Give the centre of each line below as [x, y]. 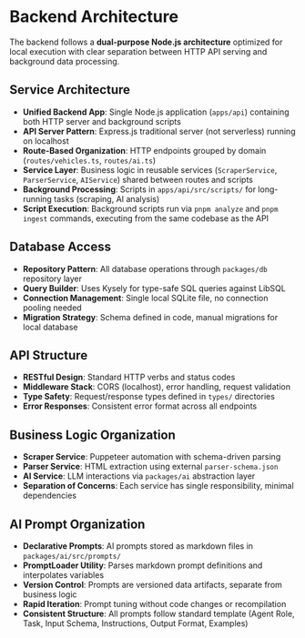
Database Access [61, 247]
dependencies [50, 496]
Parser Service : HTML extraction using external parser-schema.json [150, 467]
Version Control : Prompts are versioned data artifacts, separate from [152, 585]
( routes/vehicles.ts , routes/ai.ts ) [89, 160]
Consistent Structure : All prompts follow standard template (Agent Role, [158, 613]
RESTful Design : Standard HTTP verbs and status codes [129, 377]
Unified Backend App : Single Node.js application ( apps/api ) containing [156, 112]
